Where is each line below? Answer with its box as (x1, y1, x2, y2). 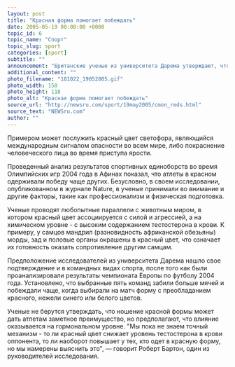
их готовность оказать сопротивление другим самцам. (7, 242, 173, 251)
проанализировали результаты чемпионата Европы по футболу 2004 (7, 271, 215, 279)
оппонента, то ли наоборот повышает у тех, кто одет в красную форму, (7, 337, 221, 345)
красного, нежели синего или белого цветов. (7, 293, 143, 302)
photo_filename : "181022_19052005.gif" (7, 75, 124, 83)
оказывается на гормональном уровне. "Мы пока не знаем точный (7, 321, 208, 330)
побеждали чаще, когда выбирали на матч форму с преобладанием (7, 286, 211, 294)
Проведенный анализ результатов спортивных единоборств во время (7, 162, 218, 170)
